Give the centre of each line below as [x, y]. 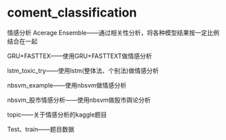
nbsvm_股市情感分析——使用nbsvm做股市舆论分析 [79, 100]
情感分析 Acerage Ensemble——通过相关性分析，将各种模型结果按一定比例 [113, 32]
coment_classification [72, 13]
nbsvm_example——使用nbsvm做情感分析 [67, 85]
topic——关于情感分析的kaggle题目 [57, 114]
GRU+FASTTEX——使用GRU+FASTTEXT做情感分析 [80, 56]
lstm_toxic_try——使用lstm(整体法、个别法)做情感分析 [83, 70]
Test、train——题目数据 [41, 129]
